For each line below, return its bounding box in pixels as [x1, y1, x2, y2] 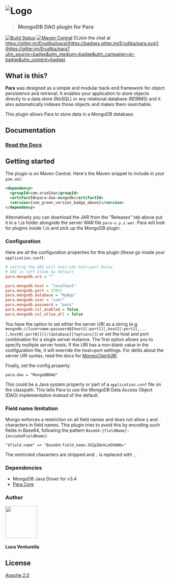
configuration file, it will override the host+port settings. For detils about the [5, 347, 164, 353]
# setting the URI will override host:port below [5, 264, 113, 270]
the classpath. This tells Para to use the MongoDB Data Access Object [5, 386, 153, 393]
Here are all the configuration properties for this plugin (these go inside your [5, 249, 165, 255]
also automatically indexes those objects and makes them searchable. [5, 101, 152, 107]
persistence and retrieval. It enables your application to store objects [5, 90, 149, 96]
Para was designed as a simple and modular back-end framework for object [5, 85, 165, 91]
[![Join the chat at [73, 35, 111, 41]
